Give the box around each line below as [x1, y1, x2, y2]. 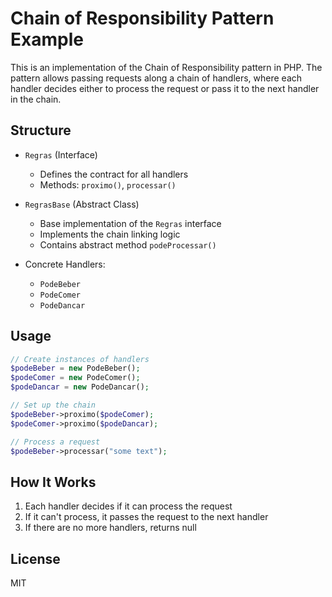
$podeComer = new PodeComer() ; [10, 373, 141, 383]
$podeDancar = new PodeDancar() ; [10, 382, 150, 392]
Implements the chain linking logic [39, 228, 181, 240]
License [10, 550, 61, 567]
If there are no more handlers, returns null [24, 522, 197, 534]
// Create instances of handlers [10, 354, 150, 364]
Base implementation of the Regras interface [39, 217, 222, 229]
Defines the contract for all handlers [39, 168, 189, 180]
